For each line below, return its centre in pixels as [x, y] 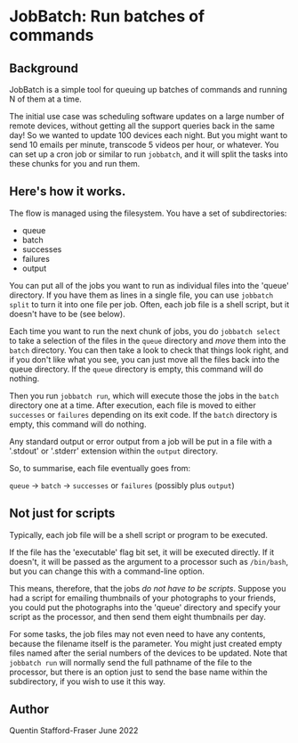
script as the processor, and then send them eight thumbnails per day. [138, 616]
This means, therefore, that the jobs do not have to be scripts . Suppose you [148, 588]
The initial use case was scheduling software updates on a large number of [147, 116]
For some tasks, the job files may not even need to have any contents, [137, 633]
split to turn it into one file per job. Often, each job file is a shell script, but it [149, 304]
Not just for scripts [62, 514]
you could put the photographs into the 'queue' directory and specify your [145, 607]
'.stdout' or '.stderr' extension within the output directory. [113, 451]
